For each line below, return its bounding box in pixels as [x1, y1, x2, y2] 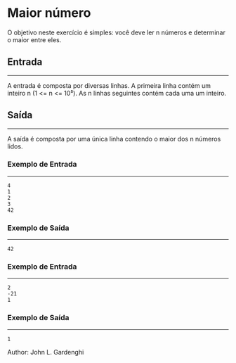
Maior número [7, 5, 91, 21]
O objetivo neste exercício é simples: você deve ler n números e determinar [7, 28, 226, 37]
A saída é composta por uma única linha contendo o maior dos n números [7, 134, 221, 143]
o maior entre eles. [7, 35, 62, 44]
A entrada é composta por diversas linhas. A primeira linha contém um [7, 81, 211, 89]
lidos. [7, 142, 23, 151]
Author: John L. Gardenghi [7, 348, 84, 356]
